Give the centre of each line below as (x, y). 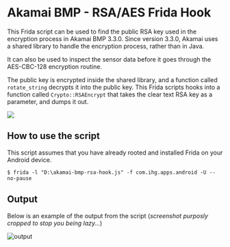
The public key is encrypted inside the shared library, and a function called (112, 79)
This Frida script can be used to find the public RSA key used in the (102, 31)
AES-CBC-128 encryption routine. (55, 66)
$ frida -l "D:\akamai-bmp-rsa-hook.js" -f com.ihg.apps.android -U (107, 172)
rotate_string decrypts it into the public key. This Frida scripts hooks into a (114, 87)
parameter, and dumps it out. (48, 101)
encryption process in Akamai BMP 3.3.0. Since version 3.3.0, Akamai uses (113, 38)
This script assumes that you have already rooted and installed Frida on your (115, 153)
